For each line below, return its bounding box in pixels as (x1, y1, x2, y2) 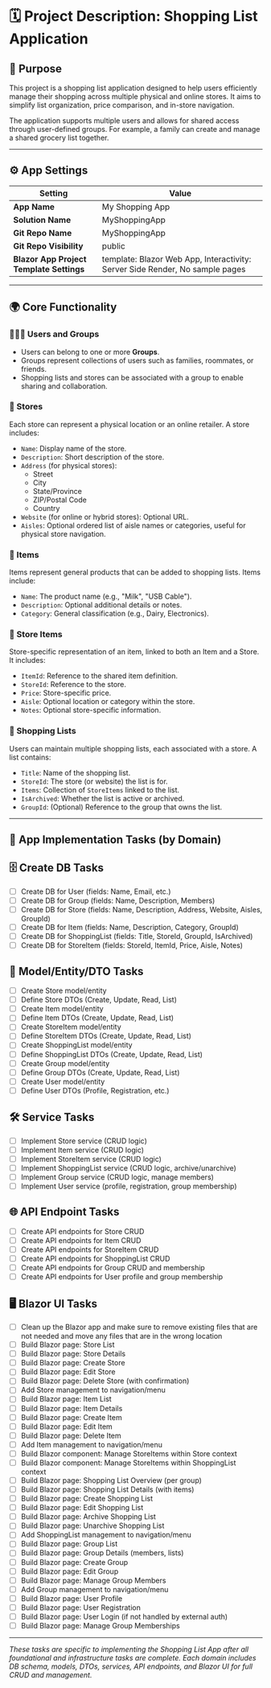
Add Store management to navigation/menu (20, 1385, 166, 1395)
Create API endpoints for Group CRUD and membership (20, 1263, 206, 1273)
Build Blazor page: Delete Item (20, 1431, 121, 1440)
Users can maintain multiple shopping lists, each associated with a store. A (9, 743, 257, 753)
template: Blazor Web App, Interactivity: (101, 253, 252, 265)
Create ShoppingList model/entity (20, 1040, 133, 1050)
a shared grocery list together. (9, 133, 109, 142)
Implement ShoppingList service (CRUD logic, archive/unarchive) (20, 1163, 236, 1172)
